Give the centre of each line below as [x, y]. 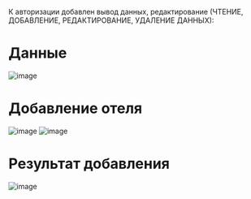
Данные [38, 53]
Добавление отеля [76, 108]
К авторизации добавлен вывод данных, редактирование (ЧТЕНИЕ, [126, 12]
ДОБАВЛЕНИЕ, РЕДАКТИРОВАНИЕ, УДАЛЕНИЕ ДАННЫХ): [111, 20]
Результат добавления [89, 164]
